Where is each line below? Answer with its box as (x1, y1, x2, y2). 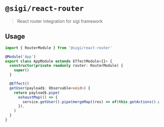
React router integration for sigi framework (17, 18, 103, 24)
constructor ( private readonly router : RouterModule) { (9, 63, 123, 68)
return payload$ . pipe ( (14, 90, 60, 95)
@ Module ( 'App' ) (5, 54, 36, 59)
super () (14, 68, 29, 73)
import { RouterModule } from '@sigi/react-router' (5, 45, 112, 50)
